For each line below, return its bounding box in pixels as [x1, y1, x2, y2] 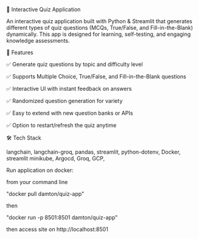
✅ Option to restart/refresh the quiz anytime [6, 122, 117, 129]
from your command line [6, 179, 68, 185]
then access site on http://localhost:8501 [6, 226, 108, 233]
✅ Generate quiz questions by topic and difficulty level [6, 61, 143, 68]
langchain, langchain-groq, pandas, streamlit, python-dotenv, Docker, [6, 148, 181, 155]
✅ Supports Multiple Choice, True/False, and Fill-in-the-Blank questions [6, 73, 187, 80]
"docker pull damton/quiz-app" [6, 190, 85, 198]
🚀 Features [6, 49, 33, 56]
